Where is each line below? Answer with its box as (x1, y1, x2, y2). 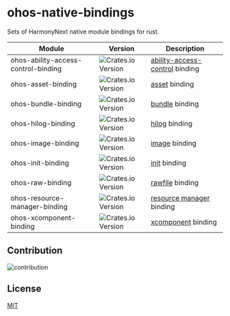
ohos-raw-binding (10, 178, 72, 187)
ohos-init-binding (10, 158, 70, 167)
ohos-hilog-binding (10, 119, 75, 128)
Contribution (7, 245, 63, 256)
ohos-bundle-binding (10, 99, 82, 108)
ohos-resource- (10, 193, 64, 203)
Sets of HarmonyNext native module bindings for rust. (7, 27, 159, 36)
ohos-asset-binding (10, 79, 77, 88)
